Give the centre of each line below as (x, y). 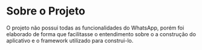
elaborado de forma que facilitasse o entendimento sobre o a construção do (101, 34)
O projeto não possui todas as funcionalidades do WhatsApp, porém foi (95, 28)
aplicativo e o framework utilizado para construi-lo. (70, 40)
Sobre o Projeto (46, 11)
